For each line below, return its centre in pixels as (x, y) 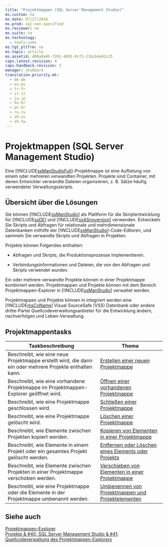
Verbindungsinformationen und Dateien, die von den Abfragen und (81, 265)
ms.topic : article (24, 52)
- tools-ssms (23, 43)
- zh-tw (18, 121)
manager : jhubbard (24, 71)
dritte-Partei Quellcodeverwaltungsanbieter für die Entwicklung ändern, (79, 311)
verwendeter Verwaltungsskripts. (39, 187)
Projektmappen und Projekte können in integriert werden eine (68, 300)
